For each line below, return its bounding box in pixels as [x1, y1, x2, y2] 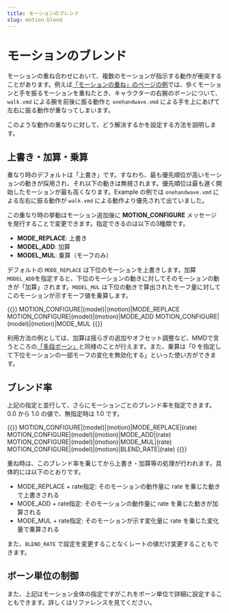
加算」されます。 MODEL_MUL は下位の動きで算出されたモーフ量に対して [25, 283, 221, 291]
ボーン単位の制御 [7, 570, 79, 582]
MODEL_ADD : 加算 [16, 242, 70, 251]
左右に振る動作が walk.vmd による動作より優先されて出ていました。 [18, 197, 208, 205]
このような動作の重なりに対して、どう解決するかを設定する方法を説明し [7, 121, 211, 129]
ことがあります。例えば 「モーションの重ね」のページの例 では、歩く [7, 80, 198, 89]
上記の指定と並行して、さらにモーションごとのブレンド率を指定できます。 [7, 401, 216, 410]
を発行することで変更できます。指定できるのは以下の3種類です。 [7, 220, 189, 228]
